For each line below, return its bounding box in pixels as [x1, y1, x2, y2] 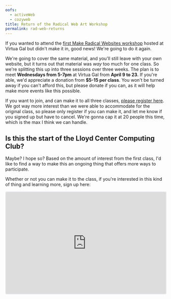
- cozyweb [10, 17, 30, 22]
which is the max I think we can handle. [5, 119, 88, 125]
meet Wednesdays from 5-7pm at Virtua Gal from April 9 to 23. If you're [5, 72, 157, 78]
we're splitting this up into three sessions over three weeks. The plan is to [5, 67, 159, 73]
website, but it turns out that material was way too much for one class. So [5, 61, 159, 67]
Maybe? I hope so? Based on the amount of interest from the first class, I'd [5, 155, 161, 161]
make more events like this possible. [5, 88, 81, 94]
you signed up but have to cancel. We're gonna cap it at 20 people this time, [5, 114, 165, 120]
